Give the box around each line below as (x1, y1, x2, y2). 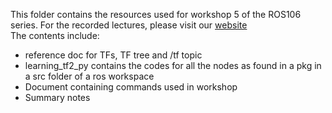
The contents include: (10, 30, 100, 41)
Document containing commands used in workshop (24, 81, 238, 93)
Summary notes (24, 92, 91, 103)
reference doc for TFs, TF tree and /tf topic (24, 49, 203, 61)
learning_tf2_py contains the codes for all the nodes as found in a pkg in (24, 60, 322, 71)
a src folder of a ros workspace (24, 70, 155, 82)
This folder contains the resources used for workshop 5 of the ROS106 (10, 9, 302, 20)
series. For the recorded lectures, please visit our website (10, 19, 248, 31)
